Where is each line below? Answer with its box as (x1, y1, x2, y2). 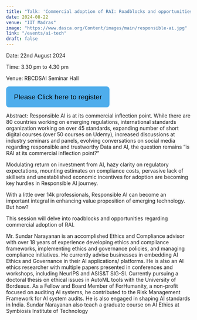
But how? (6, 203, 29, 210)
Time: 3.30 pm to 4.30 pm (6, 63, 69, 70)
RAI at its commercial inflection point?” (6, 149, 100, 156)
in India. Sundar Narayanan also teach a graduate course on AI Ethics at (6, 301, 180, 308)
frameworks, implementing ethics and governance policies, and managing (6, 245, 185, 252)
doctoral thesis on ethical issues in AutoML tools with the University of (6, 276, 176, 283)
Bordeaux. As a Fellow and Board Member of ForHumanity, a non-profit (6, 282, 178, 289)
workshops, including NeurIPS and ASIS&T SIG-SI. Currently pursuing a (6, 270, 179, 277)
